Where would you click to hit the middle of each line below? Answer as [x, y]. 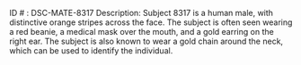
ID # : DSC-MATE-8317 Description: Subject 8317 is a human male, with [142, 13]
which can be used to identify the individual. [91, 51]
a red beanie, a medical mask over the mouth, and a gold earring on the [142, 32]
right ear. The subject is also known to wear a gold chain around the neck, [146, 41]
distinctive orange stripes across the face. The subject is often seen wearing [151, 22]
